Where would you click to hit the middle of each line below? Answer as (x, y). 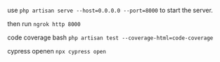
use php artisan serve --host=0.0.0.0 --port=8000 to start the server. (110, 10)
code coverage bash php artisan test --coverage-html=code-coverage (110, 37)
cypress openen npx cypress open (57, 51)
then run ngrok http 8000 (44, 24)
